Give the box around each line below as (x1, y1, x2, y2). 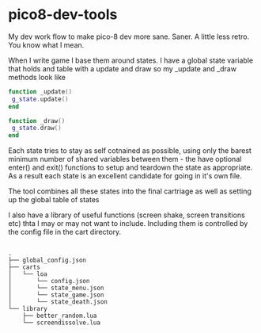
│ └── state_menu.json (8, 284, 104, 293)
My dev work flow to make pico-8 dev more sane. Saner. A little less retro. (8, 32, 250, 41)
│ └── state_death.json (8, 298, 108, 306)
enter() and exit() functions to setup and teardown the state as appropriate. (8, 163, 253, 172)
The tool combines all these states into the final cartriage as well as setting (8, 186, 252, 196)
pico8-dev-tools (8, 6, 118, 24)
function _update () (8, 87, 73, 96)
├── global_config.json (8, 256, 87, 265)
